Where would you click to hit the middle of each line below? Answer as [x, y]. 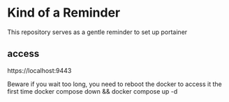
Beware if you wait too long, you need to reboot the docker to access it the [114, 84]
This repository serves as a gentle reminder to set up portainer [97, 32]
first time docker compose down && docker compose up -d [93, 91]
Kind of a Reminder [64, 13]
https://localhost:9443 [39, 70]
